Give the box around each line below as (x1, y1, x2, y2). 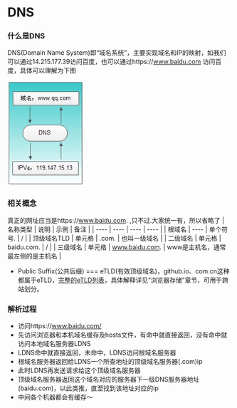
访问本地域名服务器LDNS (17, 340, 91, 348)
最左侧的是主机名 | (7, 251, 62, 260)
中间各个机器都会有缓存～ (17, 393, 93, 402)
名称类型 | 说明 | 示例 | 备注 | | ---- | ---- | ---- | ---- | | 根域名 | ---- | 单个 (7, 225, 222, 234)
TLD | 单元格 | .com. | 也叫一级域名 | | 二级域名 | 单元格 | (57, 234, 222, 242)
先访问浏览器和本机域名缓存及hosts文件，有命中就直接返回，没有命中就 (17, 330, 228, 339)
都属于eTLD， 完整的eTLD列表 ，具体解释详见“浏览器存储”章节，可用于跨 (17, 276, 229, 284)
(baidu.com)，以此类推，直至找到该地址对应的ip (17, 384, 159, 392)
